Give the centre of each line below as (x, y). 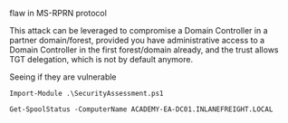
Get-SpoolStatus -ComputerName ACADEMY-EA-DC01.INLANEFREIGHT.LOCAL (141, 109)
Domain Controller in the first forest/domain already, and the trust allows (144, 50)
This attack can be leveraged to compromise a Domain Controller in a (139, 30)
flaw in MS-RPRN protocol (58, 13)
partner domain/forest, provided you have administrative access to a (137, 40)
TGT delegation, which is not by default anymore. (101, 59)
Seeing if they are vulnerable (63, 77)
